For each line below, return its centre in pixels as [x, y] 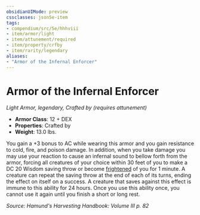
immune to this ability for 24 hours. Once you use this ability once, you [93, 188]
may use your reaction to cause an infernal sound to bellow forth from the [97, 156]
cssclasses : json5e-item [37, 17]
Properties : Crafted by [43, 125]
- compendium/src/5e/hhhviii [42, 28]
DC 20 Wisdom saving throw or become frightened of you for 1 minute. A [96, 169]
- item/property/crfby [34, 45]
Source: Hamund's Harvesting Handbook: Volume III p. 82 [78, 206]
